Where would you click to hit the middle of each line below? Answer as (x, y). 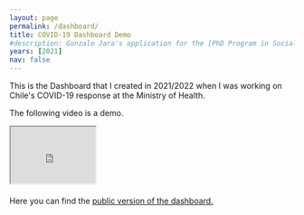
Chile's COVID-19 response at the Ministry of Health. (107, 95)
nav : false (30, 60)
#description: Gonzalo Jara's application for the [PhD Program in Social (153, 43)
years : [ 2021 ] (36, 52)
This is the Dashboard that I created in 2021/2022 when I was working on (146, 86)
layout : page (34, 18)
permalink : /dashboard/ (54, 26)
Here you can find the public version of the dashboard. (112, 201)
